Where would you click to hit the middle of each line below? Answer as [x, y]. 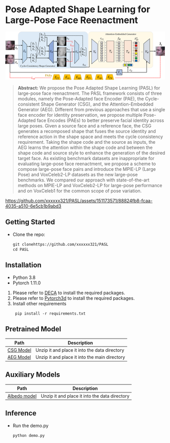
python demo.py [29, 435]
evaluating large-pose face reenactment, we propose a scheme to [87, 164]
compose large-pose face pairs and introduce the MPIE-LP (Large [87, 169]
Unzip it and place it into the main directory [80, 357]
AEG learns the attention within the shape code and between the [85, 148]
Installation [23, 265]
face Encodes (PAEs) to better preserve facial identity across [100, 120]
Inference [21, 413]
